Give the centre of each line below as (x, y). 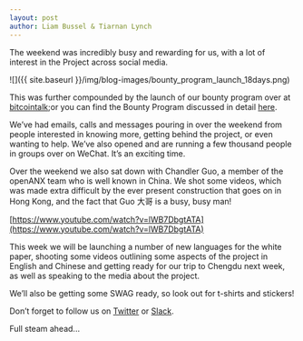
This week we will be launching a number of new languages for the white (146, 246)
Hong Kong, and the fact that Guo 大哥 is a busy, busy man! (121, 201)
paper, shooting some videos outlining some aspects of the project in (139, 256)
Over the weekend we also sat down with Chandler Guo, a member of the (147, 171)
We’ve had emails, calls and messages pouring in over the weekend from (146, 125)
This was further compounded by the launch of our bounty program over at (150, 97)
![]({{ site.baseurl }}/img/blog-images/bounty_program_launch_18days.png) (150, 79)
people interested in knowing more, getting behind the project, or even (142, 134)
